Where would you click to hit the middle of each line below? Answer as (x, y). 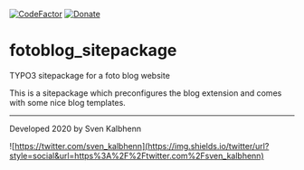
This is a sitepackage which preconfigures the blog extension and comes (146, 93)
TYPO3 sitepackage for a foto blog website (90, 75)
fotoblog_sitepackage (93, 51)
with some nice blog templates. (68, 102)
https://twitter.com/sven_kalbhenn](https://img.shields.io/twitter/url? (142, 146)
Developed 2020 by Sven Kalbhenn (76, 128)
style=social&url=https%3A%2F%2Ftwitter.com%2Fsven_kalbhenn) (137, 156)
